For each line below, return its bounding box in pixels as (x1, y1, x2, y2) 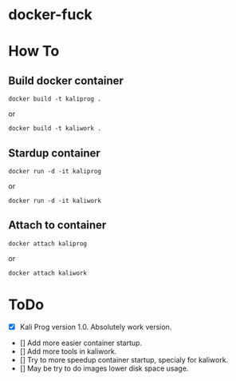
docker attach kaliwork (8, 269, 88, 277)
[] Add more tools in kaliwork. (19, 346, 117, 356)
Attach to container (8, 218, 107, 232)
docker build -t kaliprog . (8, 95, 102, 103)
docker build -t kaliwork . (8, 125, 102, 133)
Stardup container (8, 146, 101, 160)
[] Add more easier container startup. (19, 338, 142, 347)
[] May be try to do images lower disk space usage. (19, 363, 189, 373)
